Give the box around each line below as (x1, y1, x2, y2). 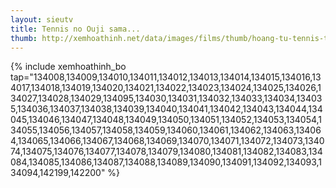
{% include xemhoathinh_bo (10, 61, 127, 73)
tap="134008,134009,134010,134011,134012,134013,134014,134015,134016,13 (10, 71, 322, 83)
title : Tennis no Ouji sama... (10, 24, 141, 34)
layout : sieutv (10, 14, 74, 25)
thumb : (10, 33, 38, 43)
